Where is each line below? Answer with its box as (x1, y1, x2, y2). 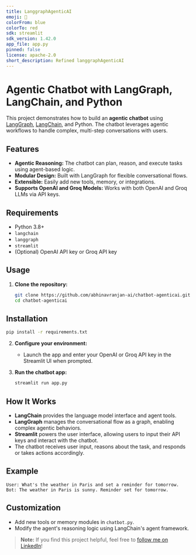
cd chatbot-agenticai (14, 297, 67, 304)
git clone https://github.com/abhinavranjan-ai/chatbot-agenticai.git (14, 292, 191, 298)
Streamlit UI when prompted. (23, 357, 93, 365)
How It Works (6, 396, 57, 406)
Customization (6, 503, 61, 513)
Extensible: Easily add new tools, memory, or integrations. (14, 178, 156, 185)
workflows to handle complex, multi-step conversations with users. (6, 127, 168, 134)
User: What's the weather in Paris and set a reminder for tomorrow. (6, 482, 180, 488)
